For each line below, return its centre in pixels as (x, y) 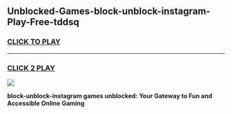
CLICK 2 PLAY (31, 68)
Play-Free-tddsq (43, 22)
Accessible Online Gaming (46, 103)
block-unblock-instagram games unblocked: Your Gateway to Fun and (110, 95)
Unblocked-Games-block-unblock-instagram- (109, 11)
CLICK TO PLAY (34, 42)
